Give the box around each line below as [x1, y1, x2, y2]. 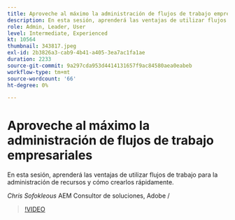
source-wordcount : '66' [7, 75, 77, 82]
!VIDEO [24, 205, 45, 214]
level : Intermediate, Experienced [7, 29, 108, 37]
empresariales [7, 147, 93, 163]
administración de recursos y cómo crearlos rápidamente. [7, 178, 174, 186]
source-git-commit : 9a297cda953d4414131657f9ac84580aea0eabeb [7, 62, 192, 69]
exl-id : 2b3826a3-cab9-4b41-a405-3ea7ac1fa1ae [7, 50, 145, 57]
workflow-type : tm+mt [7, 68, 71, 75]
